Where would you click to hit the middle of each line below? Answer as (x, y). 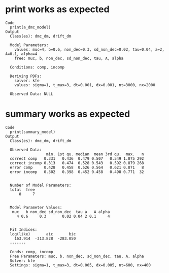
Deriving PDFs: (26, 76)
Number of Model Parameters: (41, 185)
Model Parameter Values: (36, 207)
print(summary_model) (33, 132)
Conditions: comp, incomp (37, 67)
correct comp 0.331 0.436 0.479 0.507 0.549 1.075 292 (77, 158)
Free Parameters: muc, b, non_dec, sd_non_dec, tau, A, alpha (77, 256)
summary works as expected (68, 114)
